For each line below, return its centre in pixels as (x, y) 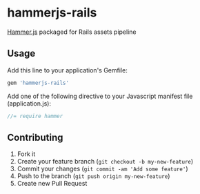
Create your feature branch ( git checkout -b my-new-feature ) (105, 162)
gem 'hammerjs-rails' (38, 83)
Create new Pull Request (52, 184)
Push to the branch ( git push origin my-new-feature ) (93, 176)
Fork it (26, 154)
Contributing (35, 137)
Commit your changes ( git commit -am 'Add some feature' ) (102, 169)
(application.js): (29, 103)
